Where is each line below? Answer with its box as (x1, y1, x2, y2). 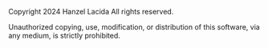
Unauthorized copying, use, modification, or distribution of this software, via (8, 22, 261, 31)
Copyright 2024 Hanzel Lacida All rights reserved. (8, 7, 174, 16)
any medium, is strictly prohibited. (8, 31, 120, 40)
